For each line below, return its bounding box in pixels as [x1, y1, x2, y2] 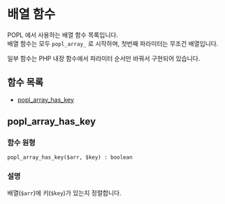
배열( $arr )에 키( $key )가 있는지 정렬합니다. [7, 189, 122, 197]
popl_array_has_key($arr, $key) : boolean [7, 154, 133, 161]
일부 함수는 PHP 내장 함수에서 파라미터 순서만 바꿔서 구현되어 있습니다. [7, 54, 201, 63]
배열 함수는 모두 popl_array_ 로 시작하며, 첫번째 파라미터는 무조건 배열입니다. [7, 39, 219, 47]
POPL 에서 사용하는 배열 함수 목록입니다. [7, 31, 119, 39]
